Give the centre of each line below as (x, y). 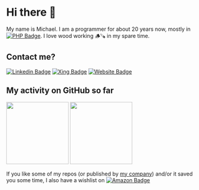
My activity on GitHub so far (60, 91)
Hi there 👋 (31, 12)
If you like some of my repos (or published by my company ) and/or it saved (99, 174)
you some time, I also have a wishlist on (55, 180)
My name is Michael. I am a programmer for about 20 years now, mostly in (99, 29)
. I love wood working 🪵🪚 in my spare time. (95, 36)
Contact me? (31, 57)
